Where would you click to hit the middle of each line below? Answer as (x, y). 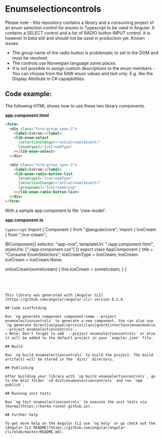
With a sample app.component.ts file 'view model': (56, 210)
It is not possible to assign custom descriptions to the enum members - (83, 68)
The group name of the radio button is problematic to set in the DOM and (85, 53)
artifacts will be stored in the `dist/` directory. (60, 359)
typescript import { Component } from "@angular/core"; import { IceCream (81, 229)
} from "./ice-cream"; (26, 234)
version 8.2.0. (109, 299)
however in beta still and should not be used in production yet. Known (75, 38)
